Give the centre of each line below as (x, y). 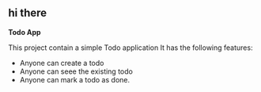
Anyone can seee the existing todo (76, 71)
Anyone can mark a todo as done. (75, 79)
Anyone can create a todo (62, 63)
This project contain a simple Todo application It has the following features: (130, 48)
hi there (28, 13)
